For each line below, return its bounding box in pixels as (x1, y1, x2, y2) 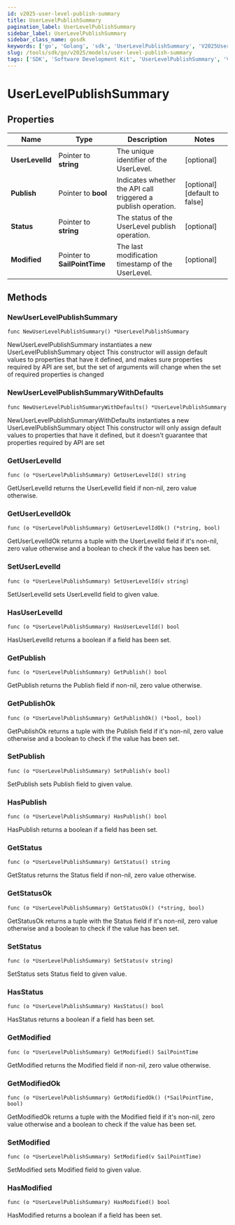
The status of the (116, 213, 173, 222)
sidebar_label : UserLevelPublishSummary (7, 29, 127, 37)
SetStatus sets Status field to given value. (7, 970, 127, 978)
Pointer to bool (58, 188, 107, 198)
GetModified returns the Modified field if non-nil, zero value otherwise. (7, 1061, 211, 1069)
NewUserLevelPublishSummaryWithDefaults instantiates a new (7, 416, 190, 424)
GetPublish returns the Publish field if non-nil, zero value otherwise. (7, 681, 202, 690)
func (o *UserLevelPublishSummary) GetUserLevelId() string (7, 472, 187, 479)
